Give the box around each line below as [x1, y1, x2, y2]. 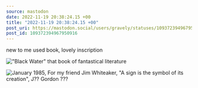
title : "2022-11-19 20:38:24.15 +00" [6, 19, 99, 25]
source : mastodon [6, 8, 49, 15]
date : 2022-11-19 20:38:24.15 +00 [6, 14, 91, 20]
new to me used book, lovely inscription [6, 46, 103, 53]
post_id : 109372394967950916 [6, 31, 78, 36]
